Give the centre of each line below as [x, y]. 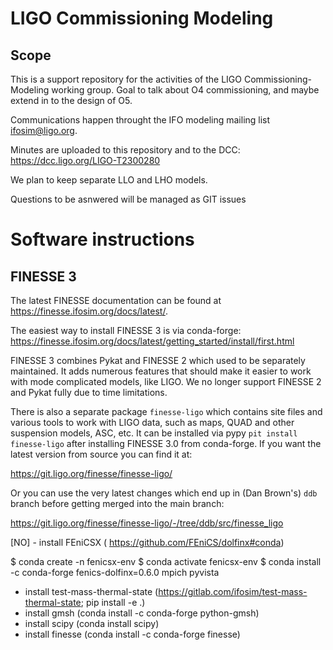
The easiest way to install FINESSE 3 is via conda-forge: [126, 330]
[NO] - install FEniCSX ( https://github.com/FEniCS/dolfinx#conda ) [147, 542]
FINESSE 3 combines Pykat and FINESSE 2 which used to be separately [158, 360]
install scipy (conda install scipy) [92, 623]
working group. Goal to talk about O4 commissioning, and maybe [185, 90]
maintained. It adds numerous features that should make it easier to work [161, 371]
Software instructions [102, 239]
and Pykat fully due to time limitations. [89, 392]
